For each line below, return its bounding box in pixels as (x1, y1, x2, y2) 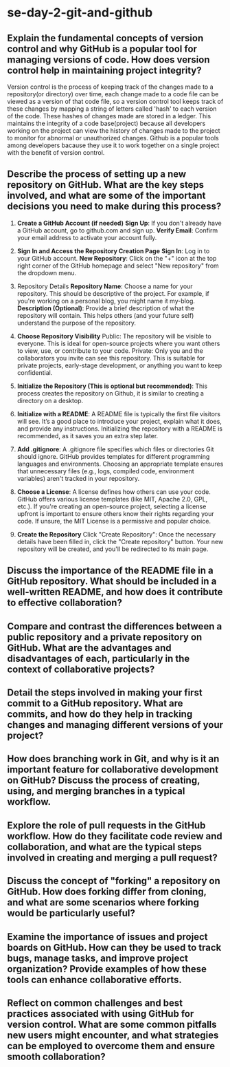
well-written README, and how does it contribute (7, 586, 223, 598)
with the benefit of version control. (7, 149, 105, 156)
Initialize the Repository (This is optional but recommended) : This (16, 382, 208, 390)
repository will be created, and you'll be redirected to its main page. (16, 545, 209, 553)
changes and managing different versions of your (7, 719, 224, 731)
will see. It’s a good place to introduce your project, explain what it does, (16, 417, 222, 425)
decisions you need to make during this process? (7, 201, 222, 213)
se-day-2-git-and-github (7, 5, 153, 21)
